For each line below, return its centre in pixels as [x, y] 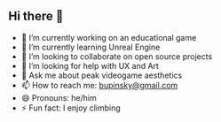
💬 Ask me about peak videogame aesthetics [102, 75]
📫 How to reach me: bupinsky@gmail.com [99, 85]
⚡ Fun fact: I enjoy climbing [71, 108]
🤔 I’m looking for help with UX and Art [90, 65]
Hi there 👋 [36, 16]
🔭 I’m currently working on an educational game [109, 37]
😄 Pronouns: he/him [59, 97]
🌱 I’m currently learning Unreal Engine [91, 47]
